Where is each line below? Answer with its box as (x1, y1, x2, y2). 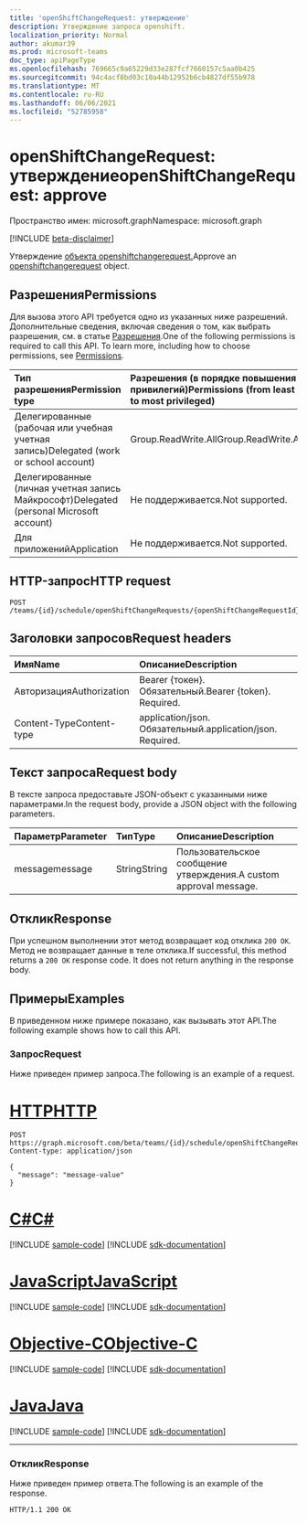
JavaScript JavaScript (9, 1272, 178, 1292)
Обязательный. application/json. (139, 722, 278, 735)
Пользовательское (176, 846, 260, 858)
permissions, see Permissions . (9, 350, 125, 361)
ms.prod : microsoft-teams (9, 48, 108, 57)
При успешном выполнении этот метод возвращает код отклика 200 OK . (9, 935, 291, 946)
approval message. (176, 879, 259, 892)
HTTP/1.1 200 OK (9, 1506, 71, 1515)
